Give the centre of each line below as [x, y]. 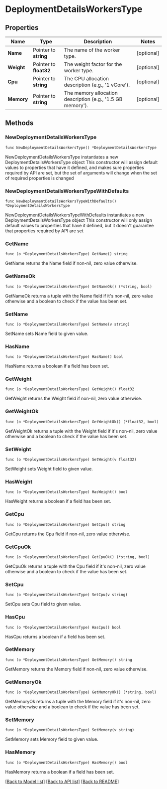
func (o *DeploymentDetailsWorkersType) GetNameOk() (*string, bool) [79, 287]
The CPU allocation [86, 79]
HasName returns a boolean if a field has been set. [57, 366]
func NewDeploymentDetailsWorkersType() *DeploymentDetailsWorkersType [81, 148]
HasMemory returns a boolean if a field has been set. [60, 772]
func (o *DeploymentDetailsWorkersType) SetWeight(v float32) [71, 460]
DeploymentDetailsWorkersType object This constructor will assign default [82, 162]
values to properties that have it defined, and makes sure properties [75, 167]
